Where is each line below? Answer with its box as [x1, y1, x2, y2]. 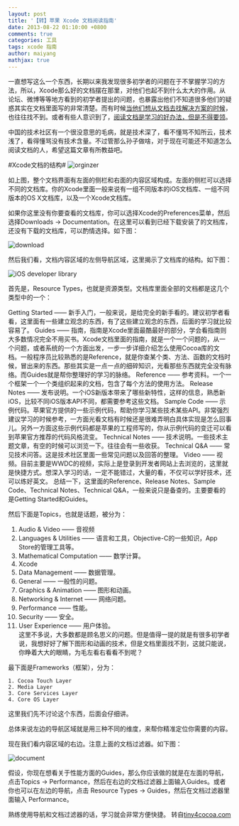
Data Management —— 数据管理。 [18, 568, 120, 576]
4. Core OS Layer [8, 696, 60, 703]
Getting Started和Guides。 [13, 495, 92, 503]
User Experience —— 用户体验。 [18, 621, 115, 630]
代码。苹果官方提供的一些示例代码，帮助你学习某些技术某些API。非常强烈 [13, 406, 230, 414]
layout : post [8, 10, 47, 18]
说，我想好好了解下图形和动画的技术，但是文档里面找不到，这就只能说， [18, 639, 230, 648]
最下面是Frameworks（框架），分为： [8, 663, 116, 672]
